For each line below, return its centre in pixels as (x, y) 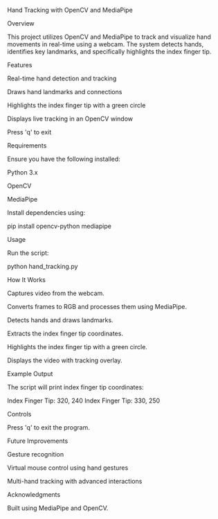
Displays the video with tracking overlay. (65, 360)
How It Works (27, 280)
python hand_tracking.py (43, 266)
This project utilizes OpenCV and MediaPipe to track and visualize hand (109, 37)
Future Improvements (38, 441)
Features (20, 65)
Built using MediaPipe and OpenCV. (58, 508)
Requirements (27, 146)
